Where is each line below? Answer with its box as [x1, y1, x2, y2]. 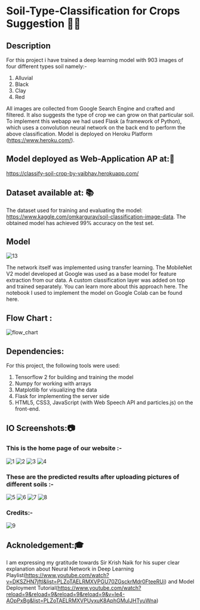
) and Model [164, 578, 195, 586]
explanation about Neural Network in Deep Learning [6, 565, 134, 572]
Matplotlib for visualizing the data [14, 386, 97, 393]
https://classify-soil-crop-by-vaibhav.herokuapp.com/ [6, 170, 139, 177]
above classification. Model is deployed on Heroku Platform [6, 130, 153, 137]
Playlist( [6, 572, 26, 579]
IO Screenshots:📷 [6, 423, 76, 433]
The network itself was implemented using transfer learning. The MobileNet [6, 264, 192, 271]
